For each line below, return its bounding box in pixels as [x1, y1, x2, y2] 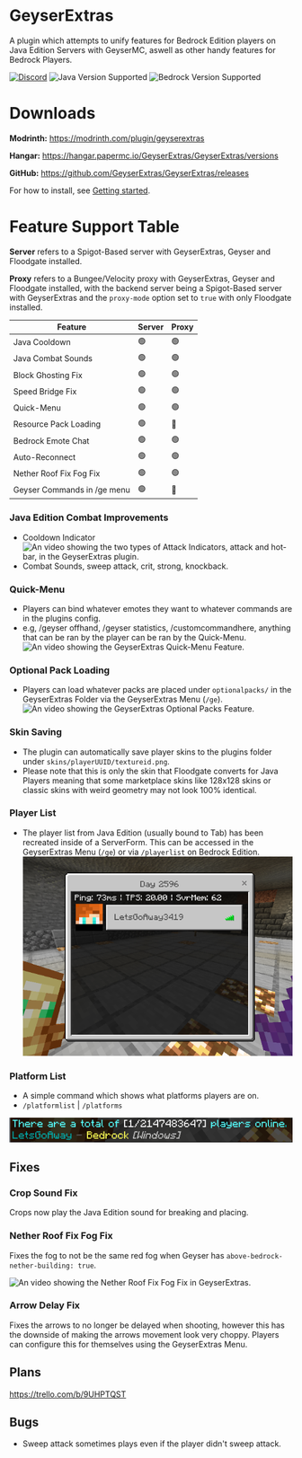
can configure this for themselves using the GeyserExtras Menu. [9, 1339, 248, 1349]
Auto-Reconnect [13, 451, 76, 463]
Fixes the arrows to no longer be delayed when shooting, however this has [9, 1320, 285, 1330]
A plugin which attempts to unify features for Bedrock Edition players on [9, 35, 276, 46]
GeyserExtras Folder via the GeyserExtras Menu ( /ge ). [22, 694, 223, 705]
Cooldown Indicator [22, 532, 96, 543]
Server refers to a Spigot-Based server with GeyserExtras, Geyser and [9, 246, 271, 257]
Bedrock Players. [9, 54, 73, 65]
